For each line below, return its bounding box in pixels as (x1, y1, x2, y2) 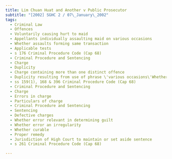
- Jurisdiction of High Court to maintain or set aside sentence (10, 137, 153, 142)
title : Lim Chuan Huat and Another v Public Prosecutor (5, 7, 127, 13)
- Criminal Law (10, 22, 42, 27)
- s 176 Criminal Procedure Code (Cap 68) (10, 50, 102, 56)
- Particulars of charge (10, 98, 63, 103)
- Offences (10, 27, 33, 32)
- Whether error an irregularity (10, 122, 81, 128)
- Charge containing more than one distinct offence (10, 70, 125, 75)
